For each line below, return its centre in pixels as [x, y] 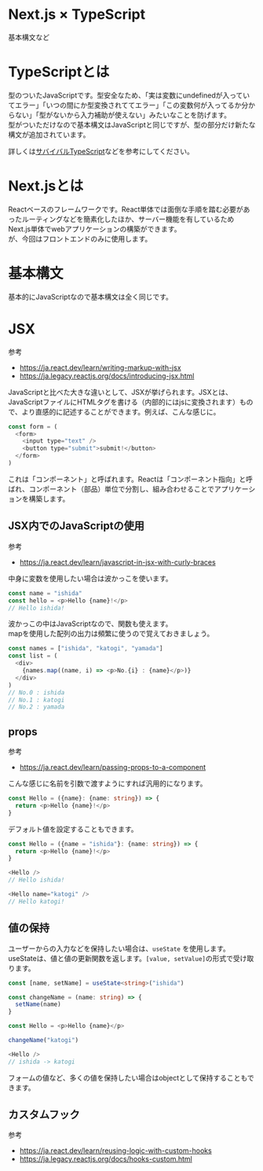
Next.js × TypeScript [77, 15]
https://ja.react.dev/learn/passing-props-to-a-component [113, 768]
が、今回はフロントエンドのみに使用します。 [80, 238]
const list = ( [33, 656]
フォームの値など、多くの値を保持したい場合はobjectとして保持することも [128, 1077]
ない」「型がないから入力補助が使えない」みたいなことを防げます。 [123, 115]
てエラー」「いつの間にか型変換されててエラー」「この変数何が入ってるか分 [128, 105]
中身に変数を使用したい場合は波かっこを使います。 [90, 578]
